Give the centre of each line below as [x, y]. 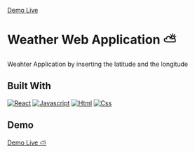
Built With [29, 86]
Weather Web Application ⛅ [92, 40]
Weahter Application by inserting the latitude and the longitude [98, 64]
